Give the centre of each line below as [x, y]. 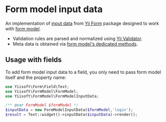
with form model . [23, 28]
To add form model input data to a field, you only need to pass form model [83, 72]
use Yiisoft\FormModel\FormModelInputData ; [52, 96]
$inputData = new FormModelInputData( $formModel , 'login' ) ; [69, 110]
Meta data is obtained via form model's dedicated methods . [75, 44]
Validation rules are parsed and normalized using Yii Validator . [77, 38]
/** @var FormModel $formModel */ [42, 105]
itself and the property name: [36, 77]
